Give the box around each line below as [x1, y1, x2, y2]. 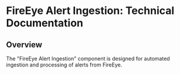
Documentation [6, 16, 84, 30]
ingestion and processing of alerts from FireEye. [6, 61, 123, 68]
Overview [6, 40, 43, 50]
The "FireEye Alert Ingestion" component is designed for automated [6, 55, 170, 62]
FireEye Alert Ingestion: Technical [6, 4, 175, 17]
